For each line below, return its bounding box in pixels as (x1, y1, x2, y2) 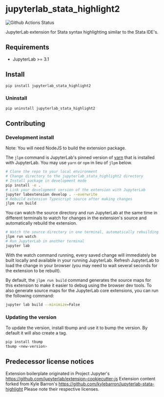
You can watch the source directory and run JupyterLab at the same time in (5, 210, 158, 216)
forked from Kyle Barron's (5, 381, 58, 387)
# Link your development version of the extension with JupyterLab (5, 187, 146, 192)
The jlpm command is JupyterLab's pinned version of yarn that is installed (5, 155, 155, 161)
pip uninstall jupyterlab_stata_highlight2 (5, 106, 96, 111)
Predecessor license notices (5, 357, 94, 366)
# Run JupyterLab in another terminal (5, 239, 84, 244)
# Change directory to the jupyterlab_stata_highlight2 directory (5, 174, 143, 179)
